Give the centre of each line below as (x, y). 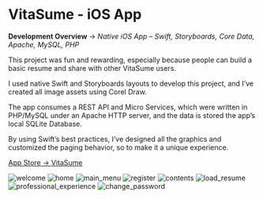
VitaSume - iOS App (75, 15)
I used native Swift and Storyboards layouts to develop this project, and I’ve (131, 83)
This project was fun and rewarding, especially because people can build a (130, 60)
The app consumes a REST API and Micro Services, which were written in (128, 107)
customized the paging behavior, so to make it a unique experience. (118, 147)
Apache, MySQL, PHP (44, 44)
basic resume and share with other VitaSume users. (92, 68)
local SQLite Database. (45, 123)
